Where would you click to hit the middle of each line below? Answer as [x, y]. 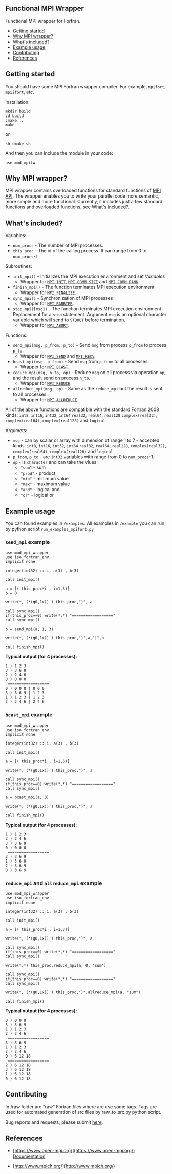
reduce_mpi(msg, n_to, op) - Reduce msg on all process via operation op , [89, 373]
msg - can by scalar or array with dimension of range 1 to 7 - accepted [86, 440]
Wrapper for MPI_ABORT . [45, 325]
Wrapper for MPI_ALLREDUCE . [49, 400]
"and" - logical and [40, 490]
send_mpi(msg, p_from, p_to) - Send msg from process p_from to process [90, 345]
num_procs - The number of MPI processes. [58, 245]
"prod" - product [38, 473]
